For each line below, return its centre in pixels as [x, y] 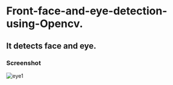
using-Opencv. [45, 24]
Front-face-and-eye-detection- [87, 11]
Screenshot [24, 63]
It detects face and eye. [51, 46]
